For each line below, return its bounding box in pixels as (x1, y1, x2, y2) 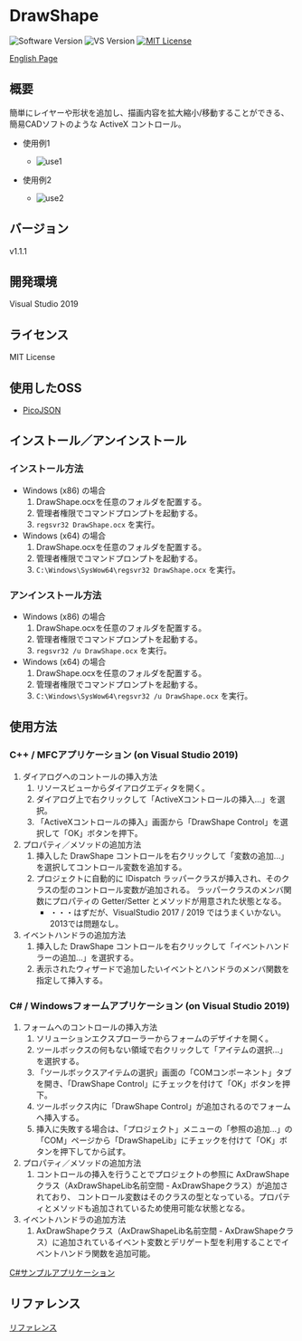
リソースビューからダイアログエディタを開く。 (35, 782, 210, 793)
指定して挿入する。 (35, 975, 109, 985)
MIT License (9, 352, 56, 363)
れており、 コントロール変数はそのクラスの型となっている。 (35, 1191, 260, 1202)
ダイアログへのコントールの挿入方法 (22, 771, 158, 782)
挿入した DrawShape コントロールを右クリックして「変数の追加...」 (35, 850, 289, 861)
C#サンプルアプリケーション (9, 1267, 116, 1278)
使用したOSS (9, 380, 82, 395)
